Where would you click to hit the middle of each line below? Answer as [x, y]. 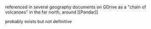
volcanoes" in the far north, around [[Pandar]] [52, 12]
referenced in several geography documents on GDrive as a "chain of [76, 7]
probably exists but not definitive [38, 22]
